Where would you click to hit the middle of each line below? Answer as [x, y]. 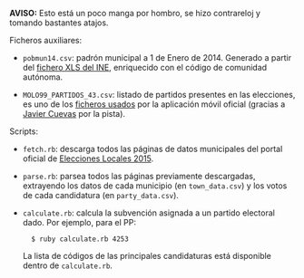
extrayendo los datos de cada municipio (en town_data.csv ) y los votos [155, 186]
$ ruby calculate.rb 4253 [80, 239]
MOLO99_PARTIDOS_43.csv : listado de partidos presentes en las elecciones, [159, 95]
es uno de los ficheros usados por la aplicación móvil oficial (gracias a [154, 104]
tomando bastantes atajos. [59, 23]
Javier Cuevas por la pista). [74, 114]
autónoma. [43, 77]
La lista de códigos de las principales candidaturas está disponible [147, 256]
